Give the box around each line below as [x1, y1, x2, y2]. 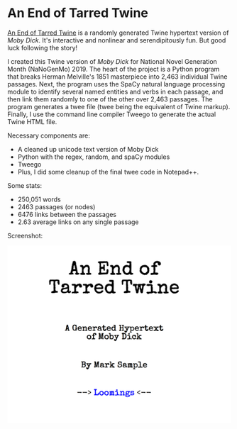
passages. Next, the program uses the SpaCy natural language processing [7, 79, 226, 88]
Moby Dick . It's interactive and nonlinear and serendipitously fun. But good [7, 35, 226, 44]
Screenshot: [7, 231, 43, 240]
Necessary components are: [7, 131, 90, 140]
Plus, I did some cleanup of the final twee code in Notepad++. [17, 167, 199, 176]
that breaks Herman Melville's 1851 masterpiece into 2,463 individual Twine [7, 72, 228, 81]
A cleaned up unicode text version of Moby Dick [17, 145, 159, 153]
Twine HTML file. [7, 117, 57, 126]
